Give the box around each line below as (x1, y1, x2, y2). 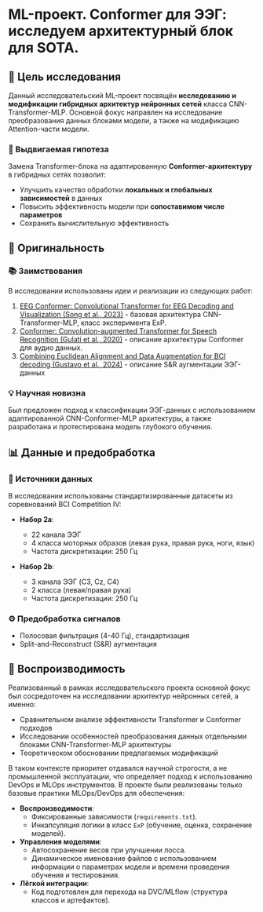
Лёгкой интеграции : (19, 879, 89, 888)
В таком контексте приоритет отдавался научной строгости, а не (8, 764, 228, 773)
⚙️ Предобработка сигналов (8, 613, 121, 624)
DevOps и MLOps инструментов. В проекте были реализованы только (8, 780, 243, 790)
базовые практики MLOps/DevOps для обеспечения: (8, 789, 185, 798)
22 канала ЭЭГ (31, 530, 82, 539)
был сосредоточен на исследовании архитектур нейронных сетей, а (8, 691, 239, 701)
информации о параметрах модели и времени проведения (31, 862, 230, 872)
